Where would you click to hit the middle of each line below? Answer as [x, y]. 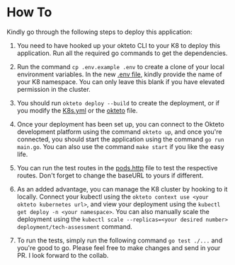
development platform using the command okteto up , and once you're [119, 131]
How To [29, 12]
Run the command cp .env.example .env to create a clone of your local [120, 66]
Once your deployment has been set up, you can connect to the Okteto [120, 124]
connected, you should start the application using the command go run [120, 139]
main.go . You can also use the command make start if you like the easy [120, 146]
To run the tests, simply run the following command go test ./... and [120, 240]
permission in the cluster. [54, 89]
